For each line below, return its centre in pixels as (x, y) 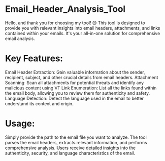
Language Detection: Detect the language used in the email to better (75, 98)
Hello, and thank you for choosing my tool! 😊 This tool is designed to (75, 23)
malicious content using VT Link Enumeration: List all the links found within (81, 88)
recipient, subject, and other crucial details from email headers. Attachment (82, 77)
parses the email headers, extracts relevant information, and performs (76, 142)
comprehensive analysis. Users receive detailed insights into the (70, 148)
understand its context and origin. (39, 103)
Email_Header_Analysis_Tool (65, 9)
